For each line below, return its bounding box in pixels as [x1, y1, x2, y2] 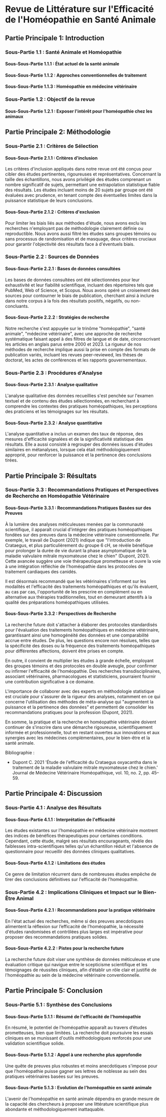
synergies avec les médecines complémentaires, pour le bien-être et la [5, 735, 150, 741]
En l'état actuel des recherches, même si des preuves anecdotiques [5, 918, 144, 924]
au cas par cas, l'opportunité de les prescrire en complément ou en [5, 588, 143, 594]
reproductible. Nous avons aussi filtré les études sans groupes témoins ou [5, 231, 157, 236]
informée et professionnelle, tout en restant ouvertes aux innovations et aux [5, 729, 160, 735]
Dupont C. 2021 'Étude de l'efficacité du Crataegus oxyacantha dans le [12, 759, 158, 765]
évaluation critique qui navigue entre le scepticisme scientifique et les [5, 961, 148, 967]
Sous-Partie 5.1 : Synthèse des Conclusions [5, 1001, 112, 1008]
